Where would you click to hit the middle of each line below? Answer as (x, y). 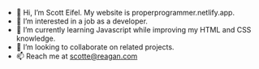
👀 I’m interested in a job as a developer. (82, 21)
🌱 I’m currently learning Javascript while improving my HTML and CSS (134, 30)
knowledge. (36, 38)
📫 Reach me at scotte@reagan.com (77, 56)
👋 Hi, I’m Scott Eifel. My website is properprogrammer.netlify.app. (125, 13)
